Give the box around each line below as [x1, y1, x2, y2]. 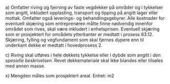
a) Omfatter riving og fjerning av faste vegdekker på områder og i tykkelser [5, 5, 163, 10]
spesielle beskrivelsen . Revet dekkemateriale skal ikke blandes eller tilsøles [5, 58, 163, 63]
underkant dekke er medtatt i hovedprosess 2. [5, 42, 103, 48]
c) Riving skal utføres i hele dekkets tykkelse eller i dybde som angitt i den [5, 52, 161, 58]
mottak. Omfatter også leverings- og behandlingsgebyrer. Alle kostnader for [5, 15, 165, 21]
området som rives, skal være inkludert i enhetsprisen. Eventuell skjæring [5, 26, 160, 32]
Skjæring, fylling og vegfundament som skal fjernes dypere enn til [5, 37, 144, 43]
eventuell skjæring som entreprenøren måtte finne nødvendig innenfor [5, 20, 153, 26]
